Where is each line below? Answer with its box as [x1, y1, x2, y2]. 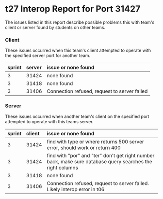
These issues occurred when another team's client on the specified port [5, 114, 149, 119]
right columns [47, 164, 79, 171]
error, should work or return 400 [47, 144, 121, 151]
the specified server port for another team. [5, 53, 91, 58]
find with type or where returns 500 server [47, 138, 144, 145]
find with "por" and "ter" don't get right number [47, 152, 155, 159]
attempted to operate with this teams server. [5, 118, 94, 124]
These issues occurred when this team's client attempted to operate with [5, 47, 151, 54]
